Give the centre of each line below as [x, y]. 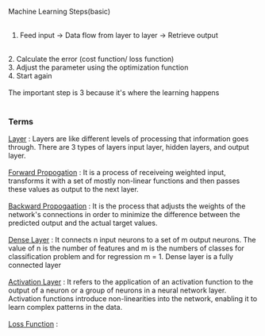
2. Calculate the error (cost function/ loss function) [91, 59]
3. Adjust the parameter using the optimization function [98, 67]
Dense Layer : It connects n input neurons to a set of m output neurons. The [132, 240]
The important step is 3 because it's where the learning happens [114, 93]
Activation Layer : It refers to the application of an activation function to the [131, 282]
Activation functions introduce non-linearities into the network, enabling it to [133, 299]
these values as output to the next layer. [73, 189]
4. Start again [31, 76]
